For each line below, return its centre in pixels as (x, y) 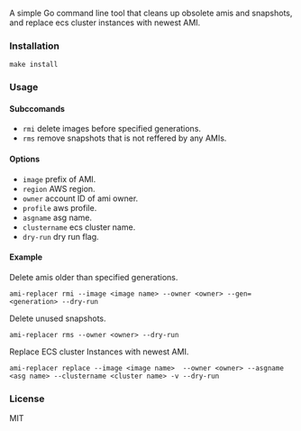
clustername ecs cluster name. (79, 227)
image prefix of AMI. (59, 179)
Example (26, 257)
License (27, 399)
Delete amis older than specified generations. (94, 277)
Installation (35, 46)
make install (34, 65)
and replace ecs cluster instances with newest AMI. (105, 23)
